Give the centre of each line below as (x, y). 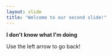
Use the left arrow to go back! (43, 46)
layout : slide (24, 12)
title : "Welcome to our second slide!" (57, 17)
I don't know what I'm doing (42, 34)
